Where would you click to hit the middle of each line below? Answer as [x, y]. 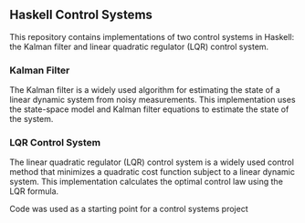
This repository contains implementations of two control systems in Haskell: [152, 36]
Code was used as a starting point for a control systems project [129, 209]
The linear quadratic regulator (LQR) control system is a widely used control [152, 162]
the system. [32, 119]
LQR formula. [34, 191]
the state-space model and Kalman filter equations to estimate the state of [149, 109]
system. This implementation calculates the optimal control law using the [146, 182]
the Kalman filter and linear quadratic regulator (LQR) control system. [139, 46]
